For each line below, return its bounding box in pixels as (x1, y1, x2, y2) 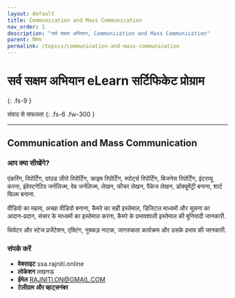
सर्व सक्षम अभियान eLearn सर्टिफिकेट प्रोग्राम (7, 73, 205, 89)
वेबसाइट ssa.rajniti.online (17, 260, 85, 268)
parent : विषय (7, 36, 42, 43)
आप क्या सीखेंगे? (7, 158, 50, 168)
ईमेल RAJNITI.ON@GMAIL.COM (17, 275, 106, 283)
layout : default (7, 10, 55, 17)
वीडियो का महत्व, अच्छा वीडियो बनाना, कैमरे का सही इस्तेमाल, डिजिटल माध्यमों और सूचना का (7, 204, 211, 212)
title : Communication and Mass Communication (7, 17, 142, 24)
